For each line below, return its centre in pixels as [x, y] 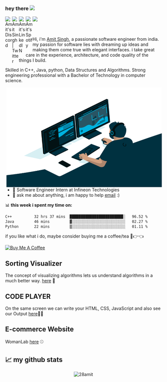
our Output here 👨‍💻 [24, 313]
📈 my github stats [34, 360]
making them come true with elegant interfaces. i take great [94, 50]
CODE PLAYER [28, 296]
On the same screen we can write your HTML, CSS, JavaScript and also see [83, 308]
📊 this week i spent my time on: [39, 205]
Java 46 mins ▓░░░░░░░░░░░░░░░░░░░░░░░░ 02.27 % [77, 222]
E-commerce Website [40, 329]
